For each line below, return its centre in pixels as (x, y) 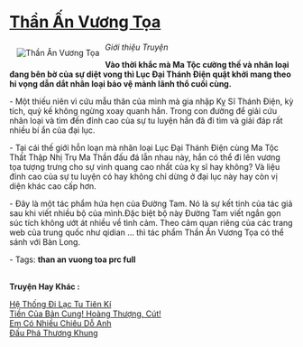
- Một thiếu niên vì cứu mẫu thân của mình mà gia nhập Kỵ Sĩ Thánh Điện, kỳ (151, 101)
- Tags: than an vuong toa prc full (73, 259)
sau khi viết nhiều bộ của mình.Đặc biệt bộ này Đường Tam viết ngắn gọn (145, 213)
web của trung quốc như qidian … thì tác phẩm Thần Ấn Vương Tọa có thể (147, 232)
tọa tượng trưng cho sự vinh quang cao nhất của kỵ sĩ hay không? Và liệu (145, 166)
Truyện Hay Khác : (45, 286)
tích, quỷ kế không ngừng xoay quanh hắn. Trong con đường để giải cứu (143, 110)
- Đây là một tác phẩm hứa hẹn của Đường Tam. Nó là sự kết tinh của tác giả (151, 203)
